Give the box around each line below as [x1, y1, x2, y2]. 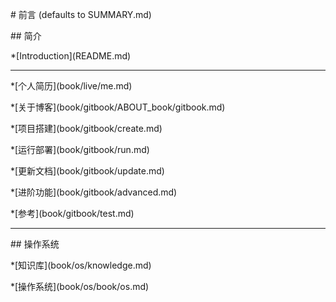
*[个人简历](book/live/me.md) [10, 80, 133, 92]
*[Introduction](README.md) [10, 50, 132, 62]
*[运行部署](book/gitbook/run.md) [10, 144, 150, 155]
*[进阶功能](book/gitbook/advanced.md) [10, 186, 178, 198]
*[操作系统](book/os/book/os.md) [10, 281, 150, 292]
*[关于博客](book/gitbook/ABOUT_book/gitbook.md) [10, 101, 226, 113]
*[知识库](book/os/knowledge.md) [10, 259, 152, 271]
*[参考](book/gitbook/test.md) [10, 208, 135, 219]
